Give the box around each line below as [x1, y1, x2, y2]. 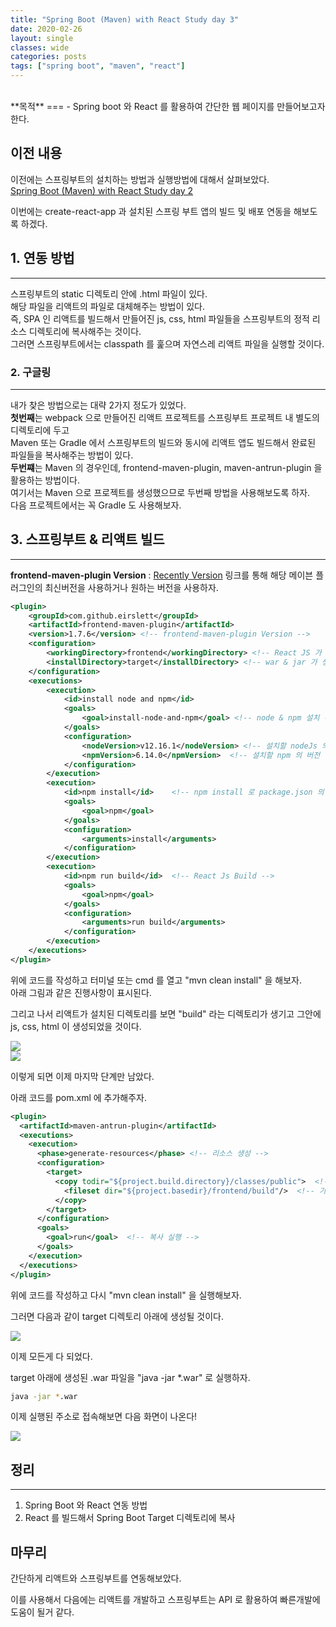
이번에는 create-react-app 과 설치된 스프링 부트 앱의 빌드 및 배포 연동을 [10, 205, 292, 217]
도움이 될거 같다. [10, 1606, 75, 1618]
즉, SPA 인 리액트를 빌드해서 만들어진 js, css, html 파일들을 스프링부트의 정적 [10, 312, 310, 325]
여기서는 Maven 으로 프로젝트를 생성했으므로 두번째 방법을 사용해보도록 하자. [10, 486, 311, 498]
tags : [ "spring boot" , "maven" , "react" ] [10, 61, 186, 71]
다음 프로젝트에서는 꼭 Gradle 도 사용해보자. [10, 499, 182, 511]
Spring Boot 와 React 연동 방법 [24, 1499, 148, 1511]
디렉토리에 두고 [10, 424, 70, 436]
